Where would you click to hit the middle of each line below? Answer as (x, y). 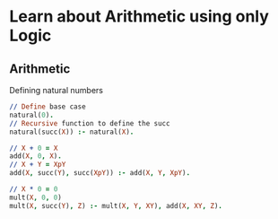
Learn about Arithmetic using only (139, 17)
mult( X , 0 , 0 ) (36, 197)
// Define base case (48, 107)
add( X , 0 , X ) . (36, 156)
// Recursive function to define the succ (90, 123)
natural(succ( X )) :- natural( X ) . (72, 132)
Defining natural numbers (56, 90)
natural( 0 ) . (31, 115)
